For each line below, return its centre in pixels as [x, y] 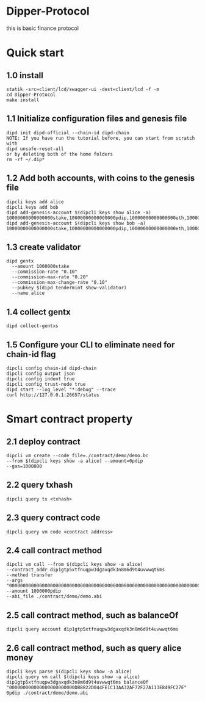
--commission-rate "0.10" [45, 272]
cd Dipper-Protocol [31, 95]
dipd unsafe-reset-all [35, 149]
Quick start [35, 53]
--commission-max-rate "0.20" [50, 277]
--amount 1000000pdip [34, 591]
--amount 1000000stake [41, 267]
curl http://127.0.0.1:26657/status [53, 395]
